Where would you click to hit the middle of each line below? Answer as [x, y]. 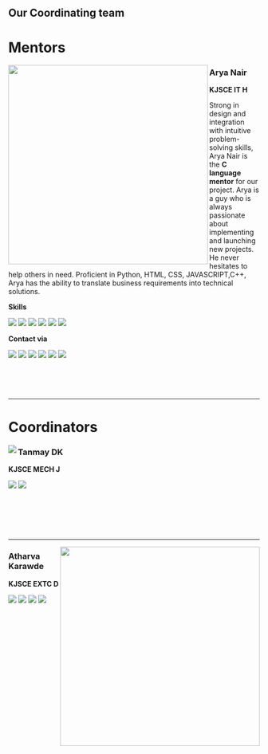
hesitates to [229, 265]
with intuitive [230, 130]
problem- [225, 139]
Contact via [28, 339]
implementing [232, 232]
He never [224, 257]
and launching [233, 240]
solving [221, 147]
